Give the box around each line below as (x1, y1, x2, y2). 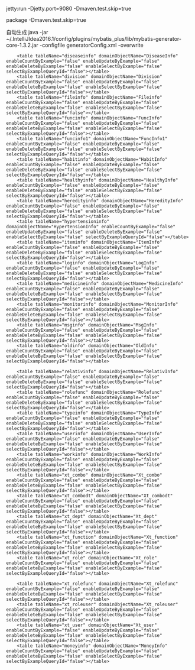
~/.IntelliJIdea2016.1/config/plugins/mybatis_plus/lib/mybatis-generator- (6, 35, 182, 42)
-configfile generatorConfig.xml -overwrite (39, 41, 144, 48)
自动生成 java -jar (6, 29, 48, 35)
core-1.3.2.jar (6, 41, 38, 48)
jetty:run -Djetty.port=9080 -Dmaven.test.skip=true (6, 5, 132, 12)
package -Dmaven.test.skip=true (6, 17, 87, 23)
